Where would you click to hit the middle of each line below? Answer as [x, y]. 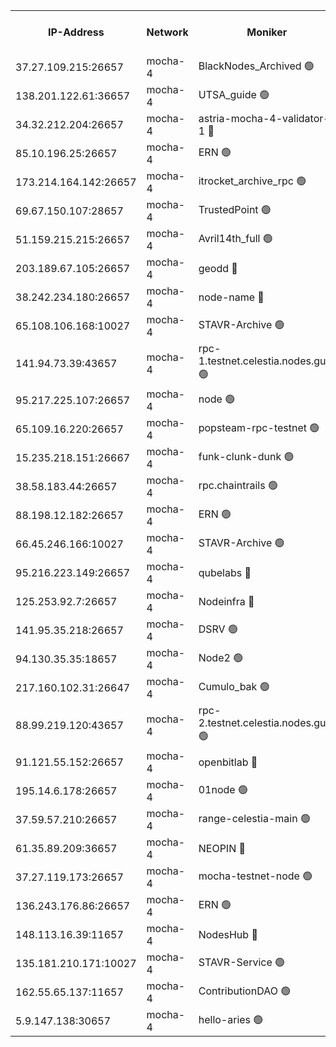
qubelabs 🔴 [225, 572]
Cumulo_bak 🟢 [234, 686]
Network [167, 32]
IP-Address [76, 32]
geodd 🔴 [218, 268]
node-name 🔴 [231, 297]
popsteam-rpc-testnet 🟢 [259, 427]
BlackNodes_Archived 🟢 [256, 66]
